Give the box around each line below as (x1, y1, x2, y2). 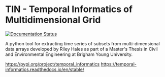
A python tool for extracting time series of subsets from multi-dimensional (5, 40, 160, 46)
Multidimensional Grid (5, 14, 101, 26)
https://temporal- (101, 61, 137, 67)
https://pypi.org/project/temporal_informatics (5, 61, 100, 67)
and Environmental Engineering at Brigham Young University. (5, 51, 133, 57)
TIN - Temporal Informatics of (5, 4, 133, 15)
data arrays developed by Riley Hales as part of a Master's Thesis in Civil (5, 46, 158, 52)
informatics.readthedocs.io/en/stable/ (5, 66, 85, 72)
